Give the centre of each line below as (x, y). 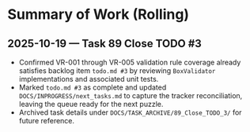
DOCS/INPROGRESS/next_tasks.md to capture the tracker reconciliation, (131, 95)
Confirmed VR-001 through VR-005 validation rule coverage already (130, 62)
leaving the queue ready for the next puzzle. (91, 104)
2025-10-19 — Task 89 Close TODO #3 (105, 44)
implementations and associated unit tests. (89, 79)
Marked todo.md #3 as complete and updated (93, 87)
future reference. (47, 121)
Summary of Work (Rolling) (98, 15)
